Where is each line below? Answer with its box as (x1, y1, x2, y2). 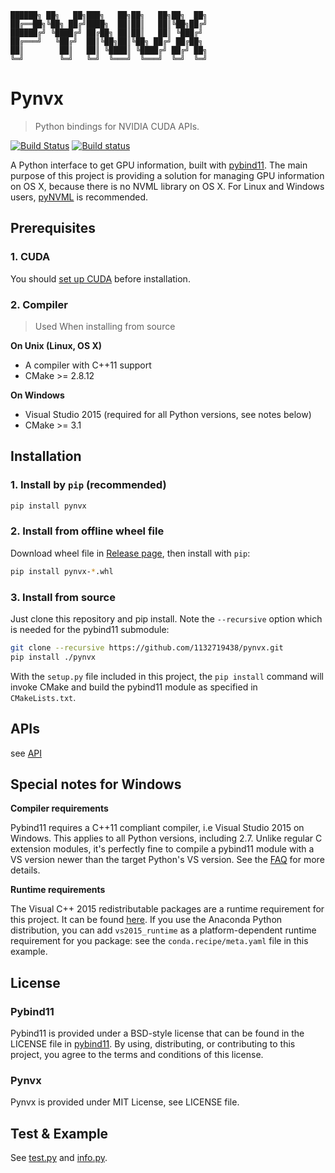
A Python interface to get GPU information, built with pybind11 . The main (10, 159, 308, 171)
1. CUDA (10, 250, 51, 264)
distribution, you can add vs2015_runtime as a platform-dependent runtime (10, 924, 317, 936)
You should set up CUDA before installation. (10, 272, 191, 285)
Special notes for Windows (10, 776, 182, 793)
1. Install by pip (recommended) (10, 478, 167, 492)
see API (10, 747, 43, 759)
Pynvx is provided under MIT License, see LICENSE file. (10, 1096, 240, 1108)
